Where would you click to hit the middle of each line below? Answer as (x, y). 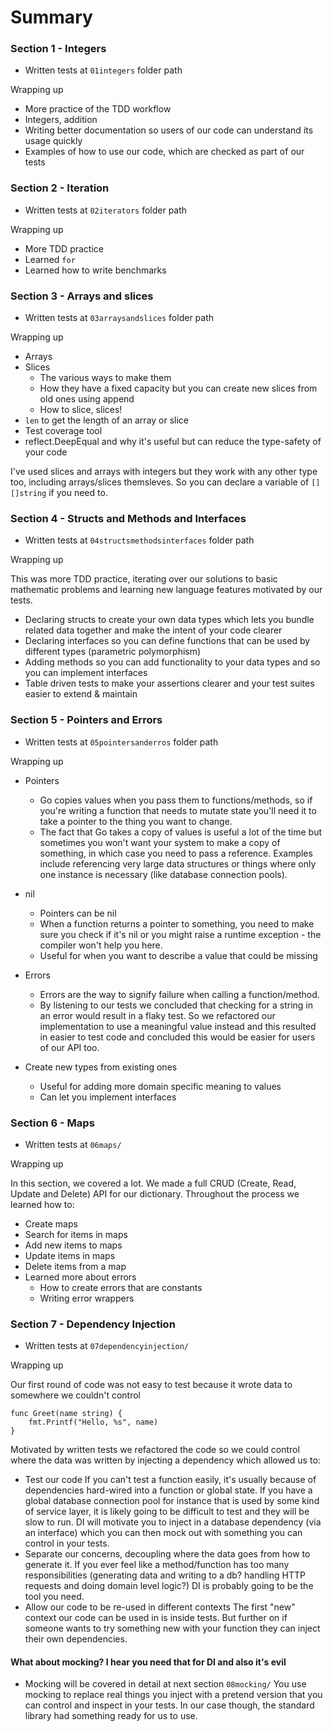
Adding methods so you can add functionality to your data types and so (172, 662)
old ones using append (87, 399)
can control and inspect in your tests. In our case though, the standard (169, 1705)
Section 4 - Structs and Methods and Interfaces (128, 518)
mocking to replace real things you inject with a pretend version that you (173, 1695)
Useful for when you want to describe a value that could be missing (178, 955)
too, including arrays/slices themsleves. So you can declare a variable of (160, 482)
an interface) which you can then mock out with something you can (163, 1533)
